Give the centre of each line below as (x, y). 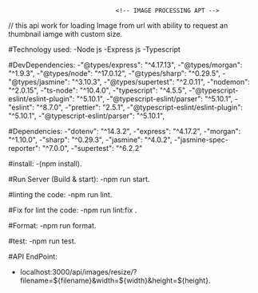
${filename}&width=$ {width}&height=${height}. (132, 280)
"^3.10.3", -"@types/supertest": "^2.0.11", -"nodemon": (161, 82)
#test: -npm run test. (42, 241)
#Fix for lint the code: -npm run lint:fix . (73, 210)
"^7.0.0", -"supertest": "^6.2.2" (93, 148)
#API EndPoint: (33, 256)
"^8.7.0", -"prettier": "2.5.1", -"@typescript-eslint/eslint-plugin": (139, 107)
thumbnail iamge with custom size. (65, 34)
